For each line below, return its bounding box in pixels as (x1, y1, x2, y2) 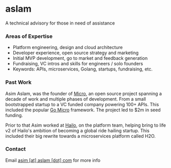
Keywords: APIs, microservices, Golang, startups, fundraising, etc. (12, 66, 153, 72)
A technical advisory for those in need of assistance (5, 20, 115, 26)
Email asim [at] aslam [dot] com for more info (5, 157, 101, 163)
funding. (5, 112, 23, 118)
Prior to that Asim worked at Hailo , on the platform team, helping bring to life (5, 122, 166, 128)
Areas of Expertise (5, 33, 53, 40)
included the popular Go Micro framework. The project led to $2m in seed (5, 107, 161, 113)
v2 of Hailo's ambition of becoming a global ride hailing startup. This (5, 127, 149, 133)
